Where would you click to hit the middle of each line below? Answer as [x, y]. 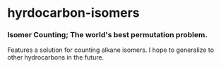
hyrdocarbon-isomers [73, 13]
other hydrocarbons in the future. [56, 57]
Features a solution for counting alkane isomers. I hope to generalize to [110, 50]
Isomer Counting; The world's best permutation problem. [108, 35]
